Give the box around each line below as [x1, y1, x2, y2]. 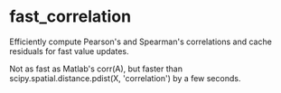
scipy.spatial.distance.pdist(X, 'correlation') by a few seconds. [9, 72, 241, 83]
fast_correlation [9, 6, 132, 27]
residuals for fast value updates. [9, 45, 129, 56]
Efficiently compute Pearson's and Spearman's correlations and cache [9, 36, 273, 47]
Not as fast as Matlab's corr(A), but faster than [9, 63, 183, 74]
